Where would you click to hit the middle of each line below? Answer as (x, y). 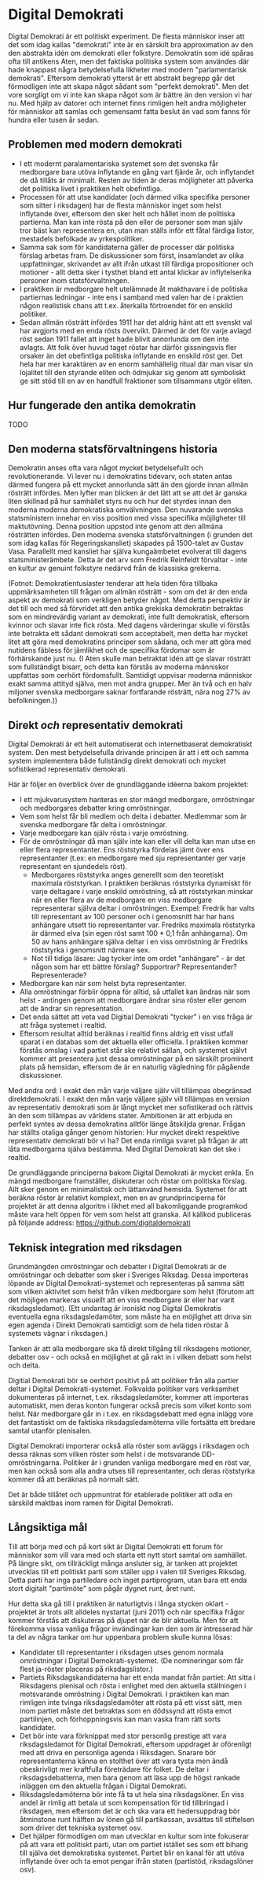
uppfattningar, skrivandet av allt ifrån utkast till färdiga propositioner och (136, 263)
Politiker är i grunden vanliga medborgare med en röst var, (157, 1463)
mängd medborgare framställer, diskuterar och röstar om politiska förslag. (128, 1181)
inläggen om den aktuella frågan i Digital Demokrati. (103, 1786)
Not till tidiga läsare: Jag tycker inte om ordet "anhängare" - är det (138, 959)
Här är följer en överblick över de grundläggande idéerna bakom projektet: (128, 785)
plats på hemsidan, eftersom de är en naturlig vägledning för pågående (135, 1067)
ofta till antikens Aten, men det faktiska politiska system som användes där (129, 61)
